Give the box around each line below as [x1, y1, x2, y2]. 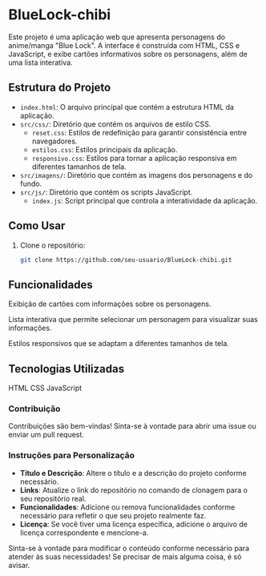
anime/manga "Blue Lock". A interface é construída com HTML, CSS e [8, 40, 240, 50]
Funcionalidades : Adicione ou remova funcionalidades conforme [19, 502, 236, 512]
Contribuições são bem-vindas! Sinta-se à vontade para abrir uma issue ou [8, 421, 256, 431]
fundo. [19, 179, 42, 188]
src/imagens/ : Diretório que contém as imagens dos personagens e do [19, 170, 253, 179]
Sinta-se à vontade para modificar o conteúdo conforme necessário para [8, 543, 250, 553]
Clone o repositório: [19, 240, 86, 250]
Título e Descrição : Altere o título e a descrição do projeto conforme [19, 468, 247, 477]
